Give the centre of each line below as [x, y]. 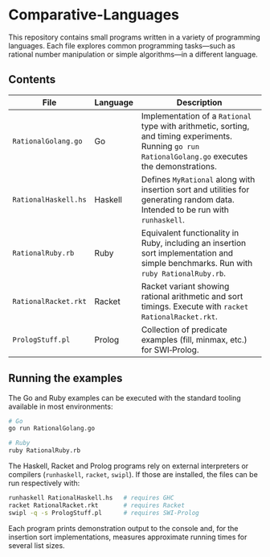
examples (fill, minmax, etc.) [194, 339]
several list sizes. [37, 545]
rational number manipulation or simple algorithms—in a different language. [133, 54]
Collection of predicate [184, 330]
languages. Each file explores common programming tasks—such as [122, 45]
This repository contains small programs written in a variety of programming [135, 37]
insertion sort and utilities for [195, 189]
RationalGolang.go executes [194, 156]
